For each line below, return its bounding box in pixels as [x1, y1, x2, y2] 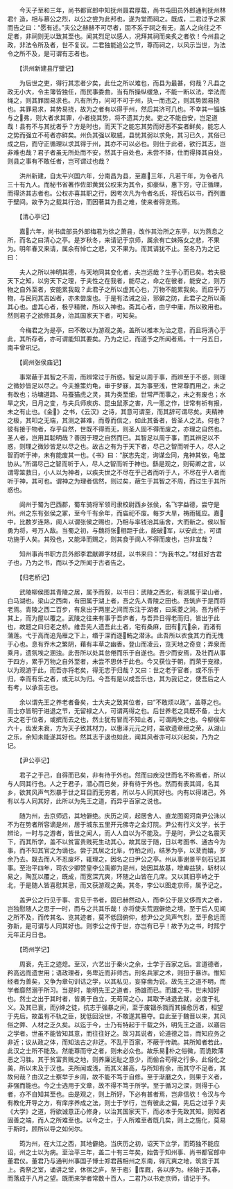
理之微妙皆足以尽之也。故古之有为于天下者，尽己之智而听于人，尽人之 [25, 443, 226, 450]
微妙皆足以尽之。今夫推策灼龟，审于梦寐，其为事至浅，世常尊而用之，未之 [12, 382, 226, 390]
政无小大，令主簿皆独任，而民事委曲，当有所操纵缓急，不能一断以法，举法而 [7, 87, 226, 96]
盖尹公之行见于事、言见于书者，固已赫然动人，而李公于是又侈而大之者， [19, 896, 226, 904]
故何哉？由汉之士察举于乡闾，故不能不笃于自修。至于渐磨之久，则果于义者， [7, 1072, 226, 1081]
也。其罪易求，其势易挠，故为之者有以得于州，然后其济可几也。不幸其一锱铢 [7, 105, 226, 113]
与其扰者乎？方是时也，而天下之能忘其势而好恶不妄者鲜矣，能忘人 [37, 122, 226, 130]
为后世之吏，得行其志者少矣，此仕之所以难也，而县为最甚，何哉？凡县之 [19, 79, 226, 87]
